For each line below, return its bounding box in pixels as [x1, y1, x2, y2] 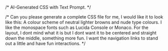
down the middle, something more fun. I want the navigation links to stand [5, 35, 158, 41]
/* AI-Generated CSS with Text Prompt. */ [5, 4, 91, 10]
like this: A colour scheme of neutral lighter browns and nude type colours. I [5, 19, 162, 25]
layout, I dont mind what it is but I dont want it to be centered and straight [5, 30, 157, 35]
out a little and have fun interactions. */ [5, 40, 86, 46]
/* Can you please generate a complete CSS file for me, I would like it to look [5, 14, 163, 19]
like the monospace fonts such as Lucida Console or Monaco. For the [5, 24, 149, 30]
